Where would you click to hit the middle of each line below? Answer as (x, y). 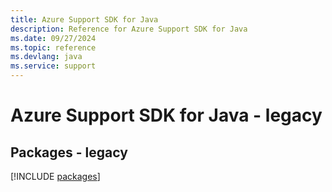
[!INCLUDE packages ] (55, 176)
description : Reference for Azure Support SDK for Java (129, 29)
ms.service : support (53, 66)
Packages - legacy (69, 152)
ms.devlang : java (46, 57)
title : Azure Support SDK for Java (84, 19)
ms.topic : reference (53, 47)
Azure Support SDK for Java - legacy (166, 115)
